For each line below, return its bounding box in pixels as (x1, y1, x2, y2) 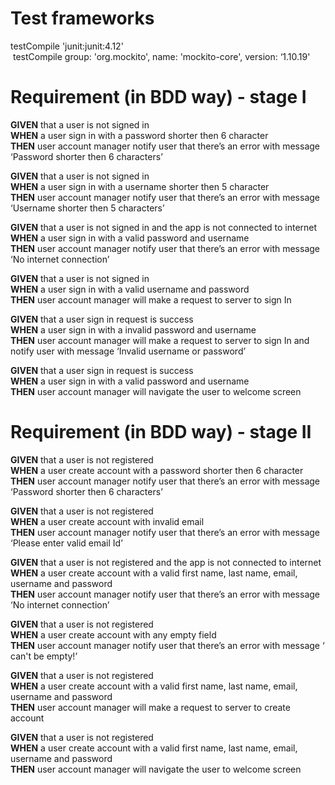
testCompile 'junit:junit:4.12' (10, 40, 124, 52)
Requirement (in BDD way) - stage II (10, 421, 312, 444)
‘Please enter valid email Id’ (10, 537, 123, 549)
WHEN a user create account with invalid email (10, 515, 205, 527)
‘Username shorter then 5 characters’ (10, 202, 165, 214)
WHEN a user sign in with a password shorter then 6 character (10, 129, 269, 141)
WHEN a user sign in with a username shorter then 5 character (10, 180, 270, 192)
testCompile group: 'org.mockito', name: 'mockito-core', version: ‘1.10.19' (12, 50, 311, 62)
